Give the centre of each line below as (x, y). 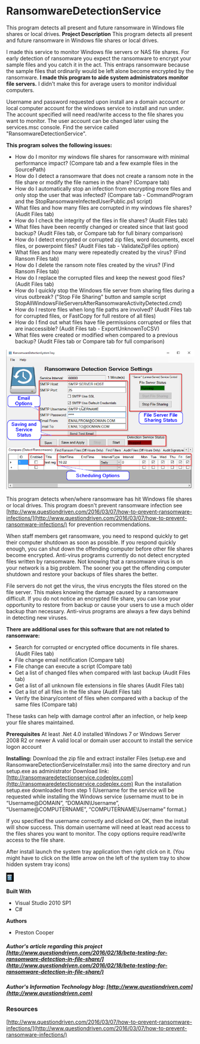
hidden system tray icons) (38, 864)
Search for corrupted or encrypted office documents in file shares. (97, 647)
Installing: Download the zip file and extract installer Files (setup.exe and (96, 758)
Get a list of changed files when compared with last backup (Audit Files (103, 673)
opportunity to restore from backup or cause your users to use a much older (100, 605)
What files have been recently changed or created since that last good (101, 226)
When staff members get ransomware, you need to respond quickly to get (97, 536)
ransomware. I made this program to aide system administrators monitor (97, 77)
